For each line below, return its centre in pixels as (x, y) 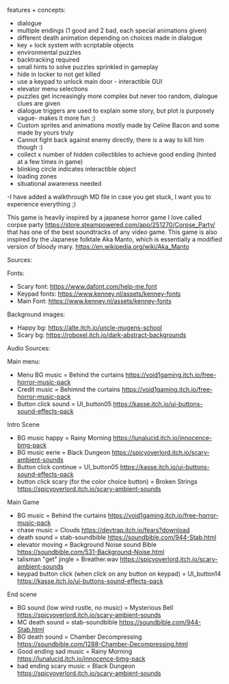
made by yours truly (45, 132)
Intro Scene (23, 424)
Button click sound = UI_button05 (64, 404)
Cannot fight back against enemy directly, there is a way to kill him (110, 140)
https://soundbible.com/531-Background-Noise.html (91, 552)
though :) (30, 147)
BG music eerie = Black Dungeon (64, 452)
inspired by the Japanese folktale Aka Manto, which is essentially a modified (114, 239)
